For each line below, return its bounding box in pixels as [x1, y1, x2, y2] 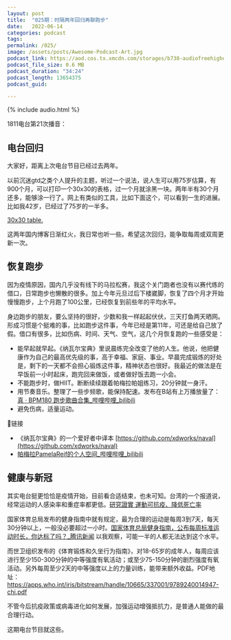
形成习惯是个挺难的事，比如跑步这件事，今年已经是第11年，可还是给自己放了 [7, 321, 223, 329]
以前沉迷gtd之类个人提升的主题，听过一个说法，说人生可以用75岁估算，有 [7, 177, 217, 185]
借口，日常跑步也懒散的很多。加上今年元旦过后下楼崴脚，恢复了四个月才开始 [7, 289, 224, 297]
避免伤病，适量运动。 [16, 404, 78, 412]
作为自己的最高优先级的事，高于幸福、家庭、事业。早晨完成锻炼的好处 [23, 352, 222, 361]
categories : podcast [7, 29, 67, 37]
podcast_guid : [7, 81, 48, 88]
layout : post [7, 10, 45, 17]
